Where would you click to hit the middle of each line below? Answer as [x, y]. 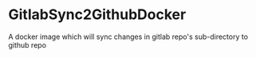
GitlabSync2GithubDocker [97, 15]
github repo [27, 44]
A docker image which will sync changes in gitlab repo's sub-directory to [128, 37]
